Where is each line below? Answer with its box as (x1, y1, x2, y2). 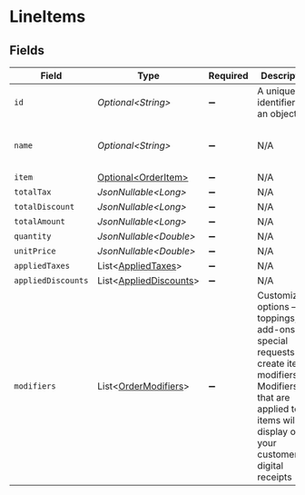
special (257, 334, 289, 347)
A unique (257, 84, 296, 97)
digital (257, 460, 284, 471)
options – (257, 301, 297, 312)
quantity (14, 232, 52, 242)
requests (257, 346, 295, 358)
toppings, (257, 312, 298, 324)
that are (257, 391, 290, 403)
